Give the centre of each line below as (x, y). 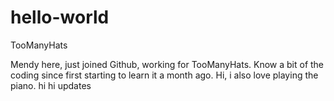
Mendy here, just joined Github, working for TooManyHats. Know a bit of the (167, 64)
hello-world (60, 17)
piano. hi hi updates (51, 85)
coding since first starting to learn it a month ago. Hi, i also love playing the (164, 75)
